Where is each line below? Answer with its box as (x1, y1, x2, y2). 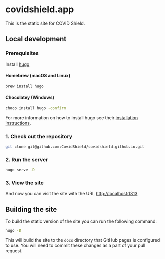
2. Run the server (5, 156, 48, 163)
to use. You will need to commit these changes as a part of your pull (5, 242, 146, 249)
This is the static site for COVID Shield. (5, 20, 85, 26)
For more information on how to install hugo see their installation (5, 114, 138, 121)
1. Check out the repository (5, 133, 73, 140)
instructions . (5, 120, 31, 126)
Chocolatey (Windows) (5, 94, 54, 101)
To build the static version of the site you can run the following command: (5, 218, 157, 224)
